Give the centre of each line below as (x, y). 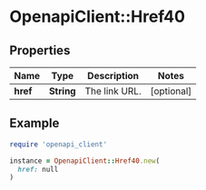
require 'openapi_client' (58, 144)
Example (34, 123)
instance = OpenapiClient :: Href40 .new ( (85, 161)
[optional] (171, 91)
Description (113, 76)
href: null (38, 169)
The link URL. (113, 91)
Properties (40, 50)
